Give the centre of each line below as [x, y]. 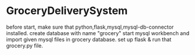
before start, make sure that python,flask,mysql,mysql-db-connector [90, 27]
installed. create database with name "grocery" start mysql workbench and [98, 33]
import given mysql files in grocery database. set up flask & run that [89, 39]
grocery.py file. [25, 46]
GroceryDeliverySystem [67, 11]
